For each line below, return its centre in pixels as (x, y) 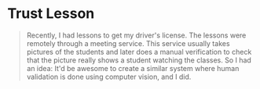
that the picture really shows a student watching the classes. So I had (139, 60)
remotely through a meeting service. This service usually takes (128, 43)
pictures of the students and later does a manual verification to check (139, 52)
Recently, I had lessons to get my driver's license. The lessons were (136, 35)
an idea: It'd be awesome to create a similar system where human (133, 68)
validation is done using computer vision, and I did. (109, 77)
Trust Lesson (51, 14)
